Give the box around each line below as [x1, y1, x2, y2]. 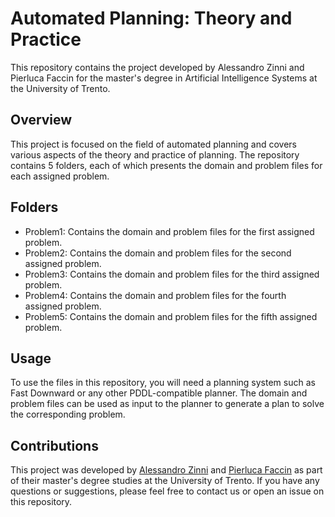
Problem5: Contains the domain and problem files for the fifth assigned [24, 310, 318, 322]
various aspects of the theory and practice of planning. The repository [10, 148, 300, 161]
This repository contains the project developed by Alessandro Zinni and [10, 61, 305, 73]
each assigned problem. [10, 170, 110, 182]
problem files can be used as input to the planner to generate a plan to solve [10, 398, 325, 410]
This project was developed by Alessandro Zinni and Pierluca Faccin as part [10, 464, 323, 476]
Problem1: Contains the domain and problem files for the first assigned [24, 225, 315, 237]
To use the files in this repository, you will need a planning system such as [10, 377, 316, 389]
